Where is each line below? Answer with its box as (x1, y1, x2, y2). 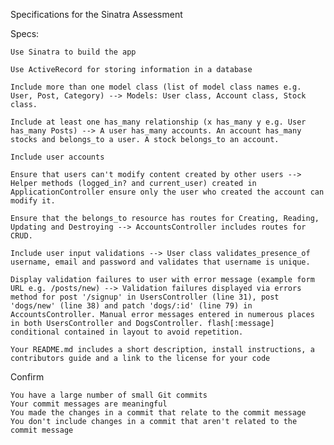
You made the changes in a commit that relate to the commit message (10, 408, 307, 418)
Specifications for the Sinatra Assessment (10, 9, 183, 20)
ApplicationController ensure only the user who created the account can (10, 187, 325, 197)
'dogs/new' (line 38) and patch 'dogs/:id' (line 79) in (10, 301, 253, 311)
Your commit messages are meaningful (10, 399, 168, 409)
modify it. (10, 196, 56, 206)
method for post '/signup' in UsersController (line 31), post (10, 292, 280, 302)
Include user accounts (10, 152, 105, 162)
